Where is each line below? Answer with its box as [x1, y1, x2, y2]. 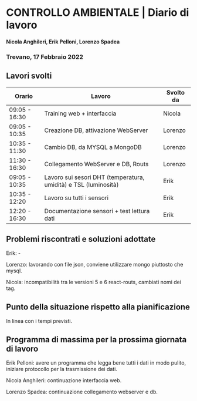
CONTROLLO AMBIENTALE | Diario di [6, 6, 189, 19]
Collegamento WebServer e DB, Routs [44, 160, 149, 168]
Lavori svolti [6, 71, 52, 81]
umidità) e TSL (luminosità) [44, 180, 119, 188]
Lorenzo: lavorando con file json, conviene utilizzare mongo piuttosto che [6, 261, 184, 268]
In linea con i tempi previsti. [6, 318, 72, 325]
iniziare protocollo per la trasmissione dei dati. [6, 365, 117, 372]
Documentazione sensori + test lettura [44, 207, 150, 215]
